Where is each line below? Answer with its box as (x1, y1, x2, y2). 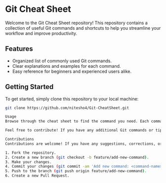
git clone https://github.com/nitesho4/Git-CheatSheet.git (5, 105, 129, 110)
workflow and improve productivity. (5, 30, 78, 36)
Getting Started (5, 83, 54, 91)
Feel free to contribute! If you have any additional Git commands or (5, 128, 154, 133)
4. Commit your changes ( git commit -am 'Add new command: (5, 164, 129, 169)
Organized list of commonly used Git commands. (12, 58, 112, 64)
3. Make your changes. (5, 159, 52, 164)
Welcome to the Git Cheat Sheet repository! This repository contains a (5, 20, 148, 26)
